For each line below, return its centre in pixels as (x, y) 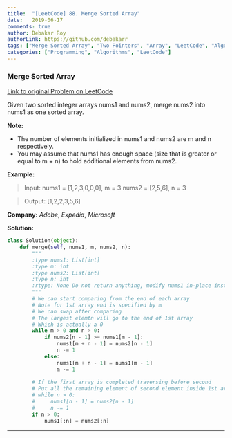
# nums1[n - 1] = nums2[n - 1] (83, 402)
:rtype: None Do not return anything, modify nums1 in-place (122, 286)
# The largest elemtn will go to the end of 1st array (113, 318)
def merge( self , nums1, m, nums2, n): (75, 247)
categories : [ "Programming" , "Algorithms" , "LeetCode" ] (89, 53)
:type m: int (51, 266)
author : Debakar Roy (37, 33)
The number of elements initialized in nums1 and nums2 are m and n (114, 139)
